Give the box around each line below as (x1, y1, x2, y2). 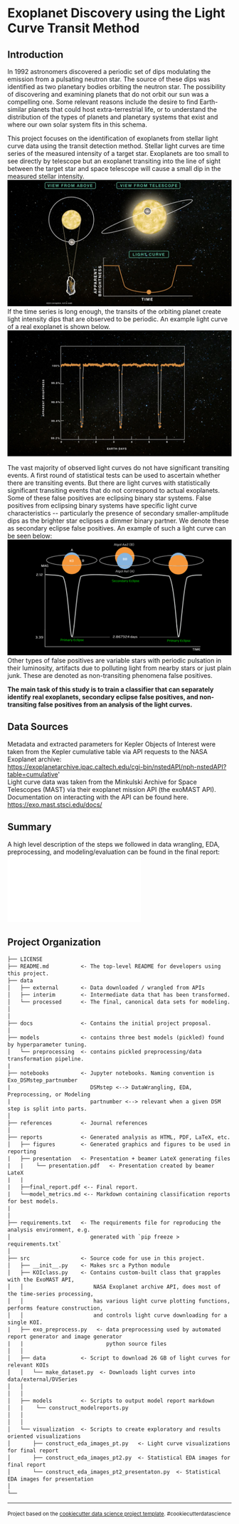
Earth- (199, 98, 218, 106)
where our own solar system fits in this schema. (7, 120, 147, 129)
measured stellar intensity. (7, 172, 85, 180)
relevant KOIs (7, 1362, 50, 1369)
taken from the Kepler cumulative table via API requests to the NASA (7, 747, 208, 756)
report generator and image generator (7, 1333, 122, 1340)
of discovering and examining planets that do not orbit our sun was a (7, 90, 209, 98)
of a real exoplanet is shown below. (7, 322, 111, 330)
